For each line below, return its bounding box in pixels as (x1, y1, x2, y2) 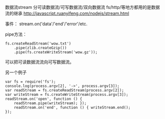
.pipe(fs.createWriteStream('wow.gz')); (14, 50, 98, 55)
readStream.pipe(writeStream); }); (14, 101, 87, 106)
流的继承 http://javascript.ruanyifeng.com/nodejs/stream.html (5, 10, 129, 16)
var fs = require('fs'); (5, 79, 56, 84)
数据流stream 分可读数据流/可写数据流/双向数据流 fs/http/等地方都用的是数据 (5, 4, 160, 10)
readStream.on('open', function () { (5, 96, 82, 101)
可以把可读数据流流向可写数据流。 (5, 59, 74, 65)
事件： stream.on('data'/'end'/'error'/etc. (5, 21, 87, 27)
